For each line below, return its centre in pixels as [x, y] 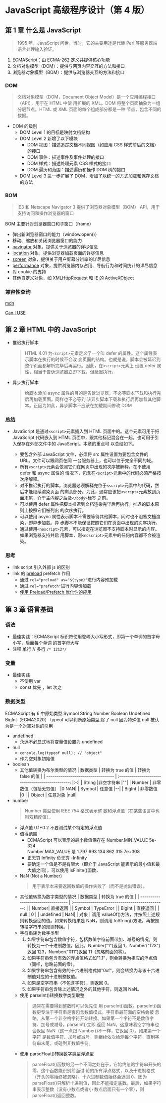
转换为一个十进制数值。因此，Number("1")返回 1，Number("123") [94, 945]
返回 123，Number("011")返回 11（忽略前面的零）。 [78, 952]
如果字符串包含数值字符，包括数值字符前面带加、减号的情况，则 [92, 939]
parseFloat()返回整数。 [55, 1095]
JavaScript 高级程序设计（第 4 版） [77, 10]
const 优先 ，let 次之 [41, 687]
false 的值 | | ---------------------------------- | [68, 776]
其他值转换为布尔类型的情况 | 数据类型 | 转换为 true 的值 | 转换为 [85, 770]
